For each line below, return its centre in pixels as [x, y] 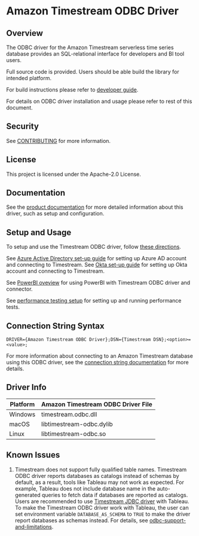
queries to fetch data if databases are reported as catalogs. [115, 495]
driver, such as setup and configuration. [55, 214]
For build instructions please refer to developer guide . [72, 90]
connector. [19, 289]
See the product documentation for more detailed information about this [95, 207]
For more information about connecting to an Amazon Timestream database [99, 356]
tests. [13, 307]
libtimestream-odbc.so [74, 434]
